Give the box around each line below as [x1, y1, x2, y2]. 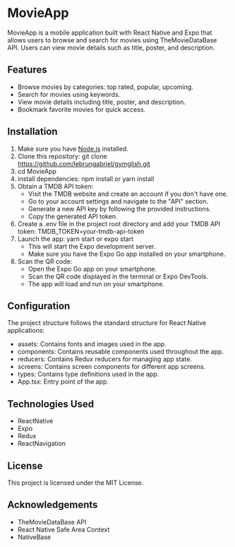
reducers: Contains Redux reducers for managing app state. [17, 355, 193, 363]
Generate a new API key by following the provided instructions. [28, 204, 212, 213]
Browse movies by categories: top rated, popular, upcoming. [17, 83, 194, 91]
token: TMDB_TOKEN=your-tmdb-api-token [17, 227, 145, 235]
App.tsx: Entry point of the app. [17, 377, 109, 386]
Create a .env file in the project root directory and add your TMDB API [17, 219, 221, 228]
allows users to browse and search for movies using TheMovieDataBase [7, 35, 217, 44]
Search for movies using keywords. [17, 90, 121, 98]
